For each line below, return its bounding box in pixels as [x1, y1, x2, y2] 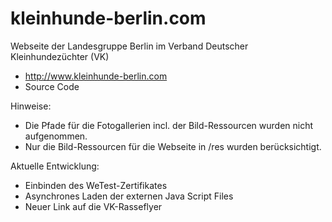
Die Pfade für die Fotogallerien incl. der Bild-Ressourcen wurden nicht [24, 119, 314, 131]
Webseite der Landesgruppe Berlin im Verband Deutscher [10, 40, 249, 52]
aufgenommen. [24, 130, 88, 142]
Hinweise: [10, 100, 52, 112]
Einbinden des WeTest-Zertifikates [24, 179, 168, 191]
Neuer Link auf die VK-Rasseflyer [24, 200, 163, 212]
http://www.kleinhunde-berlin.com [24, 70, 168, 82]
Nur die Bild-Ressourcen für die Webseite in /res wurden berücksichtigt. [24, 140, 322, 152]
